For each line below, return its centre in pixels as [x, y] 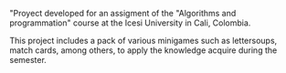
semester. [28, 60]
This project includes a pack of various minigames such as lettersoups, [143, 41]
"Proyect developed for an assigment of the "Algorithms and [123, 13]
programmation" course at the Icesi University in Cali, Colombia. [130, 23]
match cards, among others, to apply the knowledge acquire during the [143, 50]
